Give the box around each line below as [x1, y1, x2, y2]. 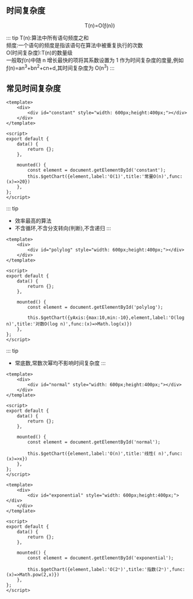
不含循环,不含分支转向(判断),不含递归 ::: [14, 225, 112, 232]
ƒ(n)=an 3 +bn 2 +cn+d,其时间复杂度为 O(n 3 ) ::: [6, 63, 115, 72]
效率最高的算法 [14, 217, 52, 225]
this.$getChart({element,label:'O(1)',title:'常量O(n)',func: [27, 173, 183, 180]
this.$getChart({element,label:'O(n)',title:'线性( [27, 451, 156, 457]
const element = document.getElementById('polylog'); [27, 305, 163, 311]
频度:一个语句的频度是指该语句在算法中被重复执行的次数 [6, 41, 144, 49]
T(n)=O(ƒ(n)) [84, 21, 115, 29]
